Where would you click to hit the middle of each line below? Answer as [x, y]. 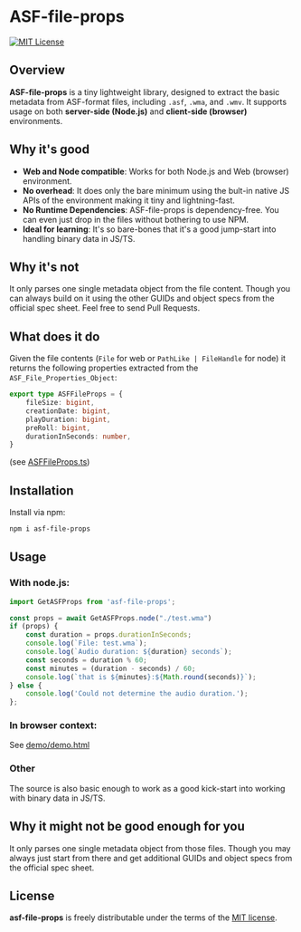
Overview [38, 70]
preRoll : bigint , [58, 428]
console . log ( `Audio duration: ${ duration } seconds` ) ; [129, 652]
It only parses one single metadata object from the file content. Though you [150, 289]
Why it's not [44, 267]
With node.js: [40, 583]
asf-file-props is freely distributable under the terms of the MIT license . [143, 918]
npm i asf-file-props [50, 529]
